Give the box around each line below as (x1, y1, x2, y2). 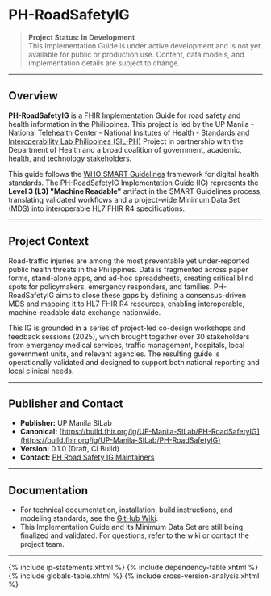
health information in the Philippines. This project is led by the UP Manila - (8, 119, 255, 128)
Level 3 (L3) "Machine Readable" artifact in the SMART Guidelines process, (8, 186, 262, 195)
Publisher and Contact (8, 397, 123, 410)
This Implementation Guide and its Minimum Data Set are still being (19, 523, 244, 532)
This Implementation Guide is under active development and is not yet (27, 40, 261, 50)
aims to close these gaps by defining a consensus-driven (56, 290, 247, 300)
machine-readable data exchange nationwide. (8, 307, 161, 317)
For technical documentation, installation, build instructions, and (19, 505, 233, 514)
